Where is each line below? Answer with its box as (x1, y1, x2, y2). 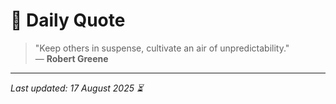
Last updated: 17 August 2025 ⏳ (10, 82, 144, 94)
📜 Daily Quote (10, 9, 126, 32)
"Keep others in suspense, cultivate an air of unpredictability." (34, 42, 290, 54)
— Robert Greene (34, 52, 109, 64)
